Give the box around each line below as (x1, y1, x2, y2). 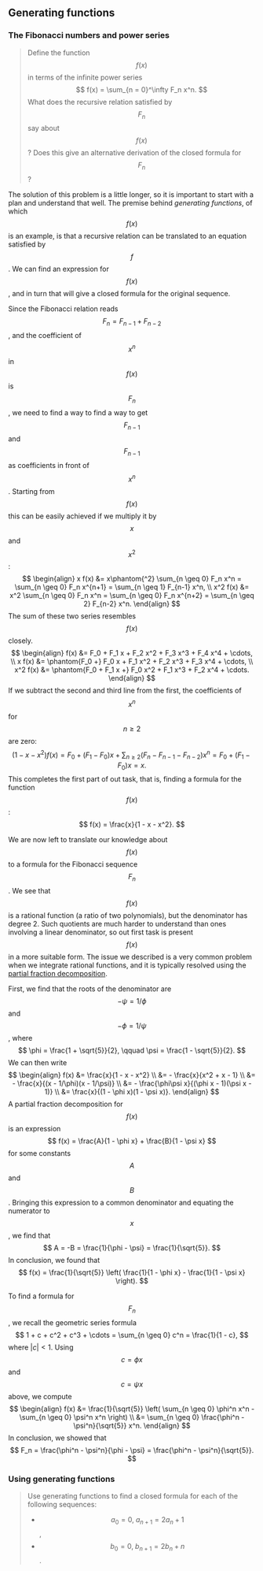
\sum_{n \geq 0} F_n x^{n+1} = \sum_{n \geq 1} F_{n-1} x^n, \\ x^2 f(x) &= (14, 582, 250, 592)
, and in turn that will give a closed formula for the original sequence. (8, 289, 231, 299)
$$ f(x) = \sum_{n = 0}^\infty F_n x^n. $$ (75, 84, 208, 94)
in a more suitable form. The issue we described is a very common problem (8, 953, 253, 962)
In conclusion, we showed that (8, 1433, 108, 1443)
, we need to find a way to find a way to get (8, 407, 148, 417)
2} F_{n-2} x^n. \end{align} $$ (83, 599, 181, 609)
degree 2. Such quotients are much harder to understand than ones (8, 919, 227, 929)
